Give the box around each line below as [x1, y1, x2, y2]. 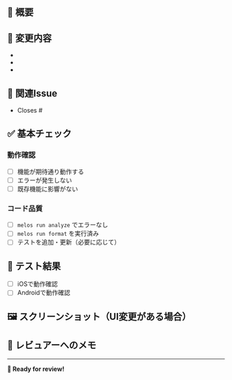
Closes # [17, 106, 43, 115]
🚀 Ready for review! [7, 365, 65, 373]
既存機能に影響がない [17, 184, 78, 193]
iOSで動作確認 [17, 280, 58, 288]
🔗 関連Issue [7, 87, 57, 99]
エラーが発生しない [17, 175, 72, 184]
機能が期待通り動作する [17, 167, 84, 175]
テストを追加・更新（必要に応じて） [17, 238, 121, 247]
